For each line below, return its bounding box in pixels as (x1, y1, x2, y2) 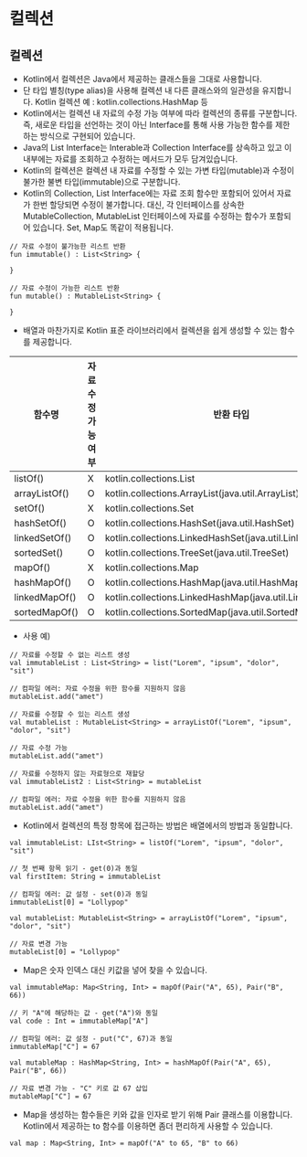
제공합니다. (32, 336, 73, 347)
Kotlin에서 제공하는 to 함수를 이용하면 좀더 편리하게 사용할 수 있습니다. (22, 1120, 273, 1131)
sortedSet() (14, 547, 64, 558)
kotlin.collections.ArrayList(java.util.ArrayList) (104, 487, 300, 499)
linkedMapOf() (14, 591, 77, 603)
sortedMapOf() (14, 606, 79, 618)
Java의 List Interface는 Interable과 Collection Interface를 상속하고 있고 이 (22, 143, 292, 153)
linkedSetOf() (14, 532, 72, 544)
